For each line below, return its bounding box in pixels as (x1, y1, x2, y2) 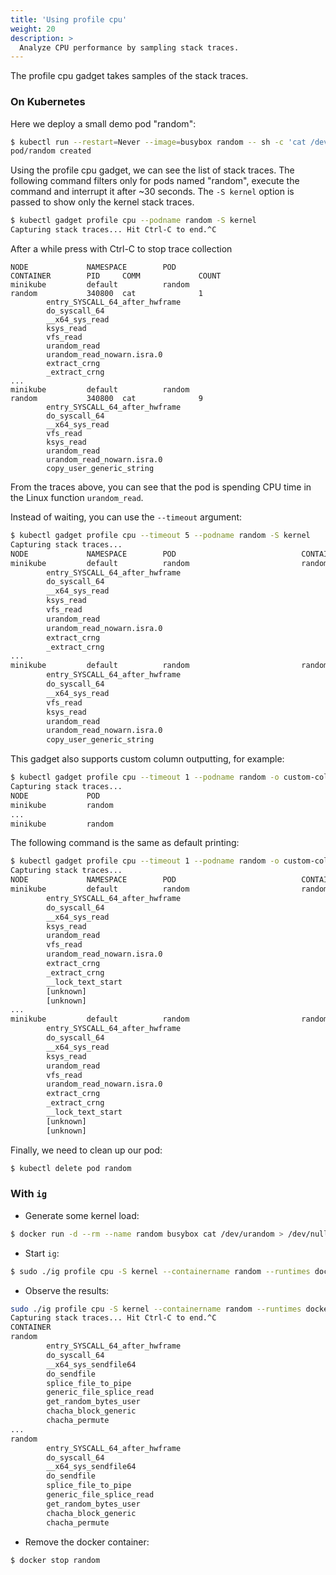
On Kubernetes (10, 95, 86, 109)
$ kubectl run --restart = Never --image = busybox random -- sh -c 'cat (10, 137, 307, 147)
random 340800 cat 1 (10, 289, 203, 299)
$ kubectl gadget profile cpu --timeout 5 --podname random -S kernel (10, 531, 311, 541)
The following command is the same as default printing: (10, 837, 240, 849)
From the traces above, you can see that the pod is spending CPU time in (10, 481, 312, 493)
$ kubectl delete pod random (10, 1163, 132, 1173)
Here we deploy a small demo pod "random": (10, 117, 197, 130)
